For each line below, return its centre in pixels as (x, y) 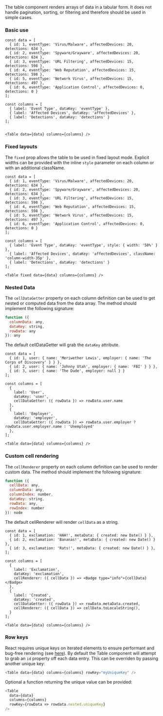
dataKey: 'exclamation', (39, 574)
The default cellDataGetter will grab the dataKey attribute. (62, 345)
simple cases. (19, 17)
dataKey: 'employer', (36, 418)
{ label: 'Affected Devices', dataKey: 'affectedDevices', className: (82, 254)
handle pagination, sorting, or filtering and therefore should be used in (75, 12)
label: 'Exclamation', (37, 569)
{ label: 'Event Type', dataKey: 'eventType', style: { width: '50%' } (84, 245)
